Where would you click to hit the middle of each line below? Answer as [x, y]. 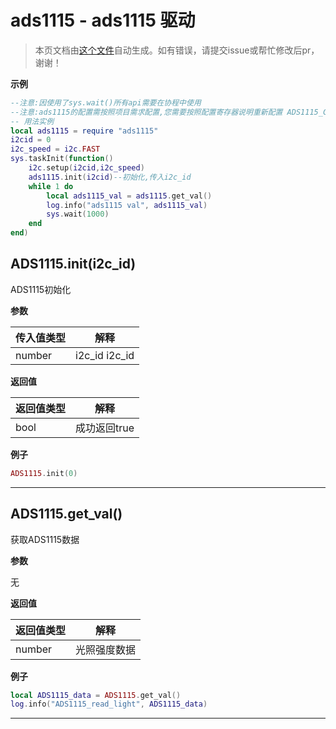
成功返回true [105, 428]
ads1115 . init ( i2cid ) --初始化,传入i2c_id [110, 177]
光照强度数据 [106, 649]
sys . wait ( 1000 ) [78, 214]
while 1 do [51, 186]
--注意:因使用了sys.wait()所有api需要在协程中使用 [106, 102]
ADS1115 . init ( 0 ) [44, 473]
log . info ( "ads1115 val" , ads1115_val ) [127, 205]
